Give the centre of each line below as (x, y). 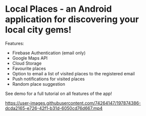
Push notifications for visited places (48, 79)
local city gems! (38, 30)
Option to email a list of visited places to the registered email (73, 73)
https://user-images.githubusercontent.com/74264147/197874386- (73, 103)
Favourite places (29, 68)
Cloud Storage (27, 63)
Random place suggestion (39, 84)
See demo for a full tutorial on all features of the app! (58, 93)
